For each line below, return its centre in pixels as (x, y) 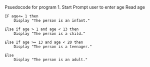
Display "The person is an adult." (51, 60)
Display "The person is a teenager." (53, 47)
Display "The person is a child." (49, 34)
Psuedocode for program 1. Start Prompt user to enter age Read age (75, 7)
